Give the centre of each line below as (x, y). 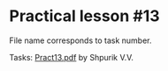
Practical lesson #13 (85, 16)
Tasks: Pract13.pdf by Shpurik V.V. (72, 57)
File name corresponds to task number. (80, 40)
